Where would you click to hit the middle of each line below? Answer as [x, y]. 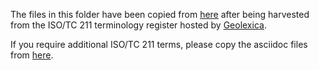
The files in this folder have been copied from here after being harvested [160, 14]
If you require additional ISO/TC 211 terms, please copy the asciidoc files [159, 44]
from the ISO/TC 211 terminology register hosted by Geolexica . [138, 25]
